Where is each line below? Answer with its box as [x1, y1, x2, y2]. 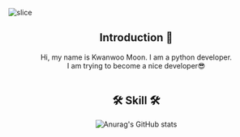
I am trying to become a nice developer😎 [66, 60, 206, 70]
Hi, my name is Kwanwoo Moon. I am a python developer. [40, 52, 233, 62]
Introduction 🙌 [99, 31, 174, 44]
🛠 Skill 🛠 [112, 93, 161, 108]
